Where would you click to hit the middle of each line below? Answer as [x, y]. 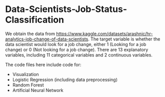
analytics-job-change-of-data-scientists [47, 39]
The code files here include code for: [43, 64]
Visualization [25, 74]
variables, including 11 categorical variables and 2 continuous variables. [79, 55]
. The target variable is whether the [124, 39]
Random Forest [28, 85]
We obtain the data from [30, 33]
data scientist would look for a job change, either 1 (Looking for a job [76, 44]
